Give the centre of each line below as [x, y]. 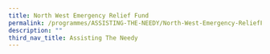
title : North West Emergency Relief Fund [79, 15]
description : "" [35, 30]
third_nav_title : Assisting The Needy [73, 38]
